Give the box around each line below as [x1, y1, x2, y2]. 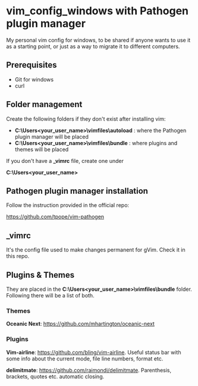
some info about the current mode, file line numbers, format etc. [6, 355, 164, 362]
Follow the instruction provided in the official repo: [6, 202, 130, 209]
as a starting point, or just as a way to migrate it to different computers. [6, 43, 180, 50]
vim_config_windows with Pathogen [6, 4, 189, 18]
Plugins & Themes [6, 269, 75, 280]
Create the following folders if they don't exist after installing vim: [6, 115, 166, 123]
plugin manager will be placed [14, 133, 89, 140]
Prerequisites [6, 60, 57, 70]
